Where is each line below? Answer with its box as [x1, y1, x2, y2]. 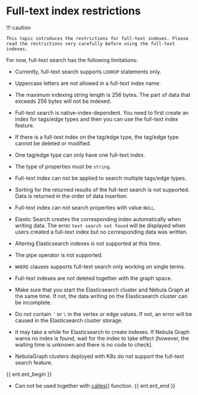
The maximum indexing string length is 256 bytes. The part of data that [14, 91, 190, 98]
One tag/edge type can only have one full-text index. [14, 151, 145, 158]
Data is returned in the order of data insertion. [14, 192, 129, 200]
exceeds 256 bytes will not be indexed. [14, 97, 112, 105]
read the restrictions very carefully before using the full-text [6, 41, 175, 47]
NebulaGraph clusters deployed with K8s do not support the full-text [14, 353, 184, 360]
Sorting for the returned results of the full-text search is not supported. [14, 186, 190, 193]
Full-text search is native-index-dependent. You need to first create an [14, 109, 189, 116]
